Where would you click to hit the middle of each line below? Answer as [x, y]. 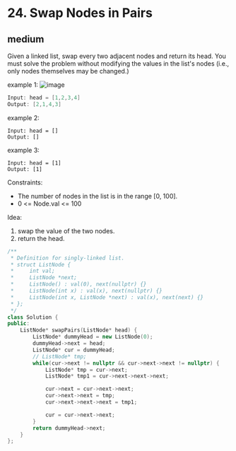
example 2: [24, 117]
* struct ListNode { [41, 264]
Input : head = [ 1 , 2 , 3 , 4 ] [44, 98]
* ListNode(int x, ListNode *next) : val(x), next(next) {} [107, 297]
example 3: [24, 150]
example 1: [23, 85]
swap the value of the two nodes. [66, 230]
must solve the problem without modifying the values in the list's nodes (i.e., [118, 64]
